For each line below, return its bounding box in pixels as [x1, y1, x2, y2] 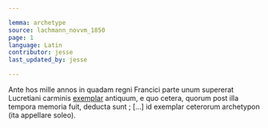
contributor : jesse [8, 49, 74, 57]
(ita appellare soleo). [8, 110, 76, 120]
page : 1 [8, 34, 34, 42]
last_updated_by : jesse [8, 56, 88, 64]
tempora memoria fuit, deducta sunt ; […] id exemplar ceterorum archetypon [8, 102, 260, 111]
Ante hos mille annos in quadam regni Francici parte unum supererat [8, 85, 234, 94]
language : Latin [8, 41, 62, 49]
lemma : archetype [8, 18, 66, 26]
